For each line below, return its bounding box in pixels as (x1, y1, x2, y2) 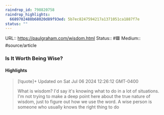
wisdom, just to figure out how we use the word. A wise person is (17, 98, 152, 105)
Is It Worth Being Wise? (5, 55, 63, 62)
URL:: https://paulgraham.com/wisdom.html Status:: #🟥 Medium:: (5, 35, 141, 41)
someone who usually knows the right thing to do (17, 104, 119, 110)
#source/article (5, 42, 37, 48)
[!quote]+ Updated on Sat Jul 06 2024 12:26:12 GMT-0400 (17, 78, 139, 84)
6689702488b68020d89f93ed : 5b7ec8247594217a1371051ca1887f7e (9, 16, 140, 21)
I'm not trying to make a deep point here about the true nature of (17, 93, 151, 99)
